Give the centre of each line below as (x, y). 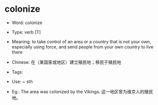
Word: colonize (27, 23)
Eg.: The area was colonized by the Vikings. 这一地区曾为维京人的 (78, 91)
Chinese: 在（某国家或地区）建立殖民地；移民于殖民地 (66, 62)
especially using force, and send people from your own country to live (82, 47)
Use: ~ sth (22, 81)
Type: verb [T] (26, 32)
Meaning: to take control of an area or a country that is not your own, (81, 41)
